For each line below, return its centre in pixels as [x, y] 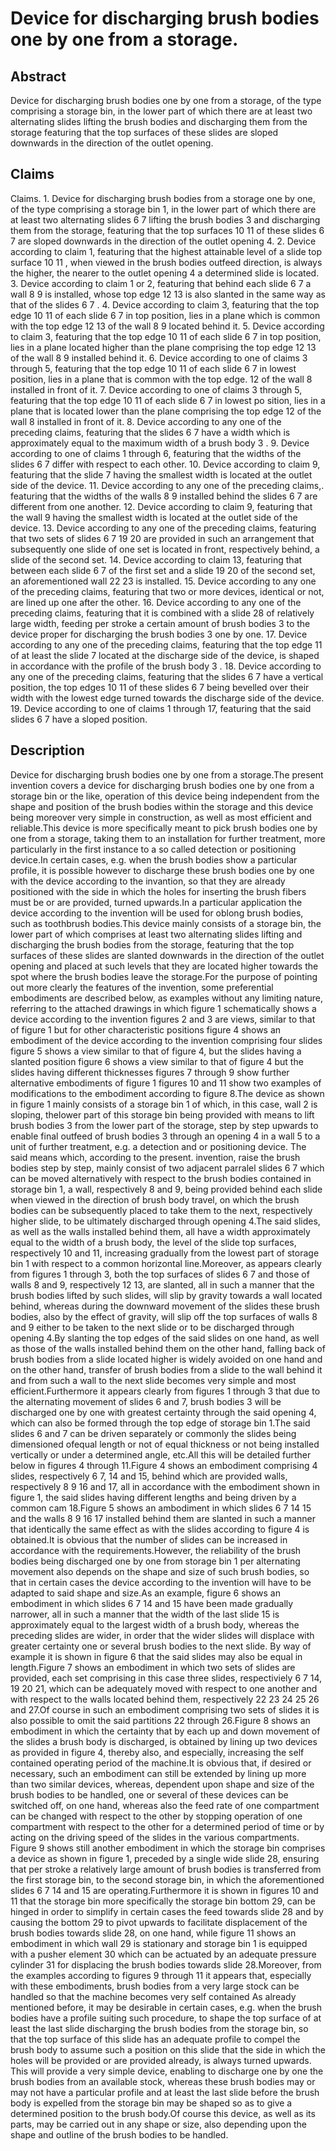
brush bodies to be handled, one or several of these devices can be [149, 1794]
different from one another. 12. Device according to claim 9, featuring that [161, 506]
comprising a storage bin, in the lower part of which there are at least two [161, 111]
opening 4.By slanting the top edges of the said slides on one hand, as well [165, 1338]
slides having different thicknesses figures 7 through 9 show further [150, 1072]
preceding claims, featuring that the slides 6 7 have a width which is [150, 432]
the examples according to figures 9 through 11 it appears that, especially [161, 1975]
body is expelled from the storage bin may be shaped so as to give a [151, 2103]
